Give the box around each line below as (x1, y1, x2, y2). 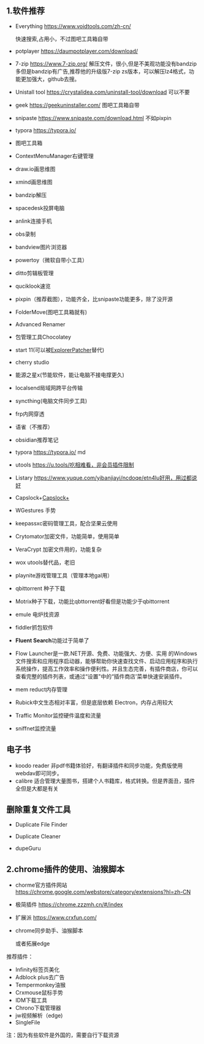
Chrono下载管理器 (15, 1004, 61, 1012)
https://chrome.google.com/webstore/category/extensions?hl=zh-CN (15, 888, 191, 896)
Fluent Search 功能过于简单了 (15, 636, 90, 644)
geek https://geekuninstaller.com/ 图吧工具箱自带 (15, 101, 140, 108)
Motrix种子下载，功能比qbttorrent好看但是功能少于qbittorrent (15, 598, 170, 605)
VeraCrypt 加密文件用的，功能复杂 (15, 546, 102, 553)
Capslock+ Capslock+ (15, 494, 70, 501)
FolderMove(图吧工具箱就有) (15, 308, 88, 315)
